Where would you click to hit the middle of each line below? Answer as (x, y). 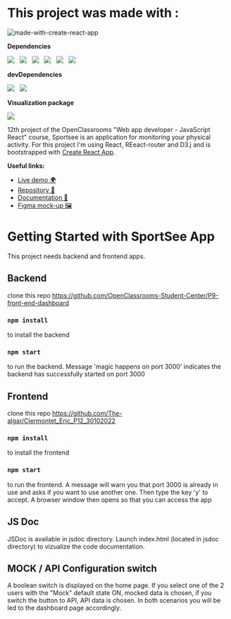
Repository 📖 (36, 190)
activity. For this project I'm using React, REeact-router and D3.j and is (109, 144)
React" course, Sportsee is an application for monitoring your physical (109, 137)
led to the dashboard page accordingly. (64, 608)
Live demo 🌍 (37, 180)
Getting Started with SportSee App (111, 237)
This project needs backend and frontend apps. (76, 256)
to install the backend (38, 335)
